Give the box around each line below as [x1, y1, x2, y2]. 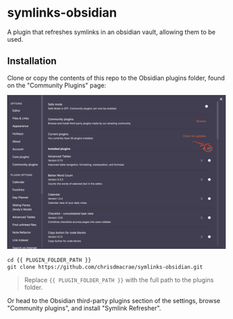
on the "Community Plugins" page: [7, 81, 106, 89]
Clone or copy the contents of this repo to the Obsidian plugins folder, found [7, 74, 225, 82]
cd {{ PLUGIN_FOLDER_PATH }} [7, 257, 92, 264]
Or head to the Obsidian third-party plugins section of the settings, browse [7, 297, 221, 305]
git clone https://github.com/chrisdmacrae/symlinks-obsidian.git [7, 264, 203, 271]
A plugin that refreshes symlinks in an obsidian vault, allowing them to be [7, 28, 216, 36]
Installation [7, 55, 57, 67]
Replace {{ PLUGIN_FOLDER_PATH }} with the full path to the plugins [24, 276, 214, 284]
